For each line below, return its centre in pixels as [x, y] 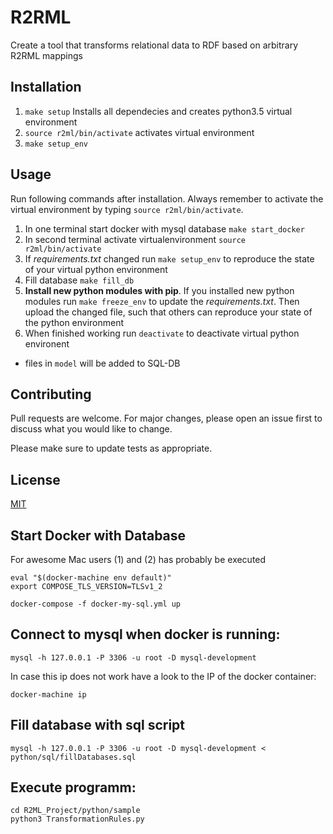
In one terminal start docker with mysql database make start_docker [164, 228]
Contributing [51, 394]
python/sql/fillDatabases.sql [73, 757]
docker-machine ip [48, 694]
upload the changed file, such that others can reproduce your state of [168, 312]
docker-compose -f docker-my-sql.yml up [96, 604]
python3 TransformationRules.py [77, 819]
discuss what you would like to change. [91, 429]
